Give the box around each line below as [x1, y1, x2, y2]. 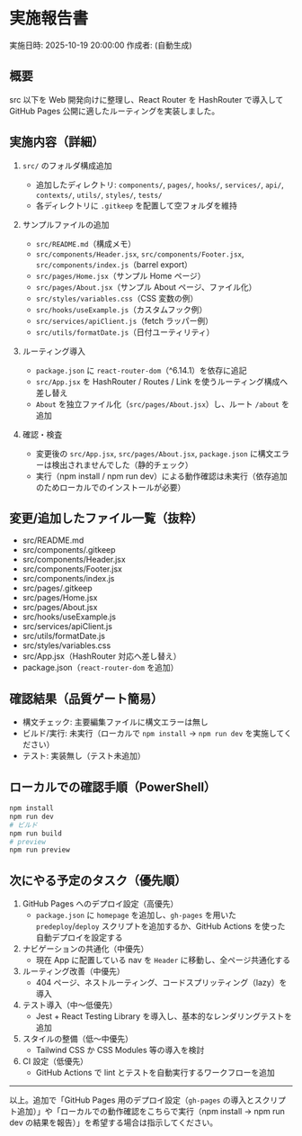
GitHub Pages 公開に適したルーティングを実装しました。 [9, 105, 220, 116]
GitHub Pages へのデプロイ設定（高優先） [22, 898, 179, 909]
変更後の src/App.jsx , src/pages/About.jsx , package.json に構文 [35, 447, 274, 459]
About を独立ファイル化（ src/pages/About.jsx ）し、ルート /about [35, 398, 280, 410]
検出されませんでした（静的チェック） [51, 459, 193, 470]
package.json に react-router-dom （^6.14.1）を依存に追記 [35, 365, 247, 375]
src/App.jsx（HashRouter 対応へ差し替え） [22, 651, 182, 662]
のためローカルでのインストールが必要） [35, 482, 186, 492]
